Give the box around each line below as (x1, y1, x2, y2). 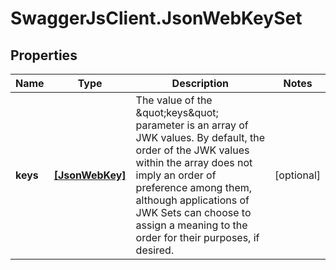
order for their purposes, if (135, 231, 260, 244)
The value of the (135, 93, 213, 107)
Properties (10, 47, 78, 64)
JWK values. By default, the (135, 131, 266, 144)
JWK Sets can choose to (135, 206, 252, 219)
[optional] (274, 168, 321, 182)
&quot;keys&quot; (135, 106, 219, 119)
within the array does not (135, 156, 253, 169)
